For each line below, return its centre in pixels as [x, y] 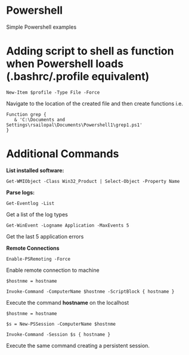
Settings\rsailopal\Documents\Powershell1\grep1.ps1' [75, 125]
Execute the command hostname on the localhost [68, 302]
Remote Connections [33, 248]
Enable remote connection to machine [53, 270]
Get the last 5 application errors [45, 236]
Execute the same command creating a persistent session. [78, 345]
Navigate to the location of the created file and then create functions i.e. [95, 103]
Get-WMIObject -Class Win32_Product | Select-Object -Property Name [93, 181]
